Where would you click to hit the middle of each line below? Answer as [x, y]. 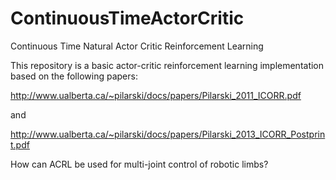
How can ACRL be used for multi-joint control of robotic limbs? [139, 164]
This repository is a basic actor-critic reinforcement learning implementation [167, 65]
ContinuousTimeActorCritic [127, 18]
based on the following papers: [74, 76]
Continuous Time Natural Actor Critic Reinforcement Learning [137, 46]
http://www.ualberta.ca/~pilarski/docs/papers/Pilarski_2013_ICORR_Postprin [168, 134]
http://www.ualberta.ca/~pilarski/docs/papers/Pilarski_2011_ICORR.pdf [156, 95]
